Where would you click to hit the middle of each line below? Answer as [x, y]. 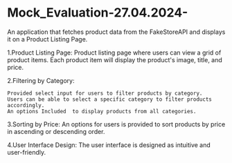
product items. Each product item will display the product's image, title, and [115, 59]
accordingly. [26, 105]
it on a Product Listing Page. [47, 39]
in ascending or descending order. [56, 131]
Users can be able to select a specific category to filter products [110, 99]
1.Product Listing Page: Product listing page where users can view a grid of [114, 52]
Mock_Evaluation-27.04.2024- [98, 13]
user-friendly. [27, 152]
